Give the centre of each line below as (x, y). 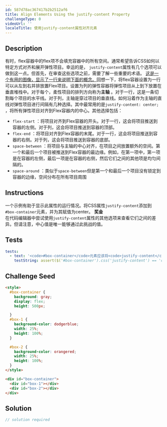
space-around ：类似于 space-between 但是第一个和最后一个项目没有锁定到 (86, 171)
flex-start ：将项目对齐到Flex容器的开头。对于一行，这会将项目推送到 (85, 121)
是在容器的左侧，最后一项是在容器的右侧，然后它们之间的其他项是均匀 (84, 158)
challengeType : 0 (23, 19)
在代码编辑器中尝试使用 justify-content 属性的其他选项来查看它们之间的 (79, 218)
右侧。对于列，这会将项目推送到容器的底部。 (67, 140)
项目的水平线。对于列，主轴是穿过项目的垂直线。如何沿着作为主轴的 (88, 98)
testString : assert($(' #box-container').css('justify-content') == (85, 261)
